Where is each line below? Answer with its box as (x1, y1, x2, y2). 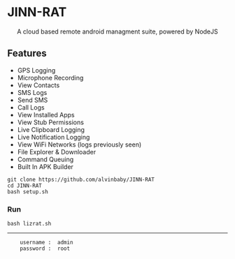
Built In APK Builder (17, 162, 73, 171)
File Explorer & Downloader (17, 147, 97, 156)
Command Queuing (17, 155, 74, 163)
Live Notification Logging (17, 133, 90, 141)
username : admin (20, 239, 73, 246)
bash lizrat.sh (7, 221, 52, 228)
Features (7, 47, 47, 59)
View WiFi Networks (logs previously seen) (17, 140, 142, 149)
